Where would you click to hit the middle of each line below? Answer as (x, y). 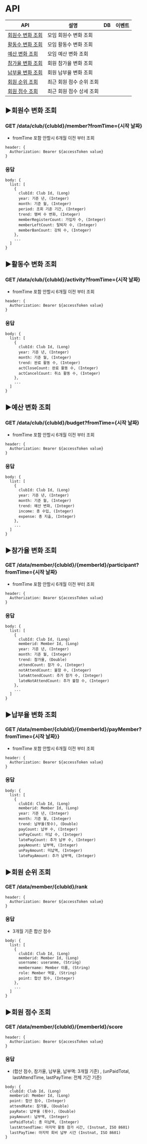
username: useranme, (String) (50, 962)
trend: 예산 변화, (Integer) (46, 506)
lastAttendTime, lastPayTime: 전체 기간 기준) (57, 1077)
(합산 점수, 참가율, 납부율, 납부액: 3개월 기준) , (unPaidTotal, (71, 1071)
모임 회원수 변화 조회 (70, 35)
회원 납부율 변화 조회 (70, 72)
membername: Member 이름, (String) (54, 968)
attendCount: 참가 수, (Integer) (51, 665)
